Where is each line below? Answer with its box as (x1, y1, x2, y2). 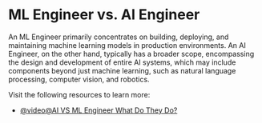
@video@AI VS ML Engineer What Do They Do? (19, 105, 178, 115)
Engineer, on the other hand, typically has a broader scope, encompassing (8, 49, 255, 58)
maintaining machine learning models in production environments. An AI (8, 40, 246, 50)
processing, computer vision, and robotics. (8, 74, 150, 84)
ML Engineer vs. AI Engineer (8, 6, 200, 24)
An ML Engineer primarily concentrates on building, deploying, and (8, 32, 229, 42)
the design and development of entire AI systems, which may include (8, 58, 236, 67)
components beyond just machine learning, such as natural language (8, 65, 236, 75)
